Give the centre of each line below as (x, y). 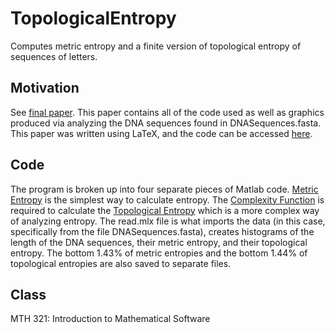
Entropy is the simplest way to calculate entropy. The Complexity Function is (167, 199)
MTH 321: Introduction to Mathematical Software (110, 319)
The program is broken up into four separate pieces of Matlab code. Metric (164, 189)
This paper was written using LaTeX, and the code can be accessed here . (161, 133)
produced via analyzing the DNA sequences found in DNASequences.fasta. (166, 123)
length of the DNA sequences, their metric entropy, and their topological (159, 242)
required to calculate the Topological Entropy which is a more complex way (165, 210)
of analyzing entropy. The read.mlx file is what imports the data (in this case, (168, 221)
